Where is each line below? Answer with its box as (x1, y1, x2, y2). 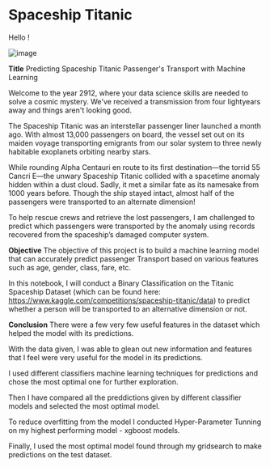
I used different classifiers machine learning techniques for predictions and (8, 368, 259, 378)
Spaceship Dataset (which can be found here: (8, 287, 162, 296)
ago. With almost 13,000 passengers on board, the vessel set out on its (8, 129, 245, 139)
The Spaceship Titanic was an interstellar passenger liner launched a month (8, 121, 261, 130)
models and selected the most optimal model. (8, 401, 160, 410)
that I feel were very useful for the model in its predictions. (8, 352, 204, 362)
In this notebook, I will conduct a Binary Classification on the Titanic (8, 278, 234, 288)
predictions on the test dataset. (8, 449, 112, 459)
